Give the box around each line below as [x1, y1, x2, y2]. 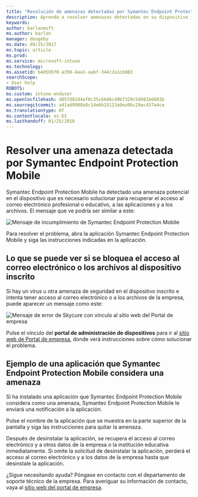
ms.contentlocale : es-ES [6, 113, 67, 119]
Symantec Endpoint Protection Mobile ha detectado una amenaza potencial [6, 188, 189, 195]
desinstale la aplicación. [6, 460, 65, 467]
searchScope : [6, 74, 38, 80]
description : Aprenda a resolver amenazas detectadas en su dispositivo [6, 14, 189, 20]
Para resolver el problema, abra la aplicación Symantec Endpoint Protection [6, 230, 190, 237]
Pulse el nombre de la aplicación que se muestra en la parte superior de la [6, 417, 187, 424]
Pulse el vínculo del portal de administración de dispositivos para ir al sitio [6, 329, 190, 336]
